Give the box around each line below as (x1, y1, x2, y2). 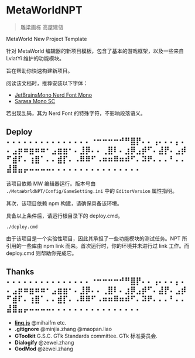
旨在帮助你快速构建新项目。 (6, 67, 73, 74)
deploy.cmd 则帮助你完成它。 (6, 250, 77, 257)
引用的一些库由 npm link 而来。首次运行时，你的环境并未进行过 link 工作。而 (6, 242, 190, 249)
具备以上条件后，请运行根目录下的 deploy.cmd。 (6, 212, 123, 219)
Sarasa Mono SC (14, 97, 56, 104)
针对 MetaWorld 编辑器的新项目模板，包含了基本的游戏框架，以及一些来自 (6, 47, 184, 54)
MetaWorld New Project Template (6, 35, 87, 42)
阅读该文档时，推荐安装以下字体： (6, 80, 88, 87)
